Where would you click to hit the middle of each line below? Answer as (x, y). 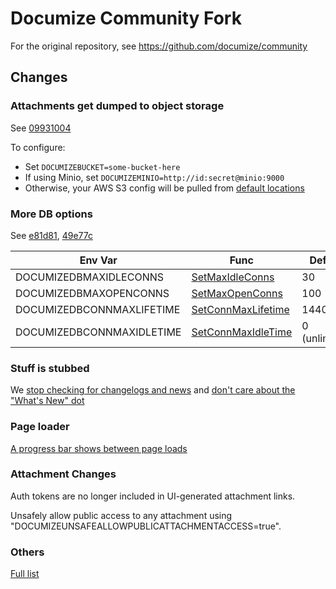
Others (27, 552)
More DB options (51, 214)
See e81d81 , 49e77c (51, 235)
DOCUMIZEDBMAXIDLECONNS (90, 277)
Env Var (98, 260)
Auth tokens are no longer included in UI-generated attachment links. (153, 496)
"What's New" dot (47, 401)
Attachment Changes (63, 474)
